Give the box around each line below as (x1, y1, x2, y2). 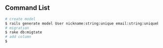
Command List (5, 4, 50, 12)
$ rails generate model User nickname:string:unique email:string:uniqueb (5, 21, 160, 26)
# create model (5, 16, 36, 21)
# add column (5, 35, 32, 39)
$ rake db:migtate (5, 30, 42, 35)
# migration (5, 25, 29, 30)
